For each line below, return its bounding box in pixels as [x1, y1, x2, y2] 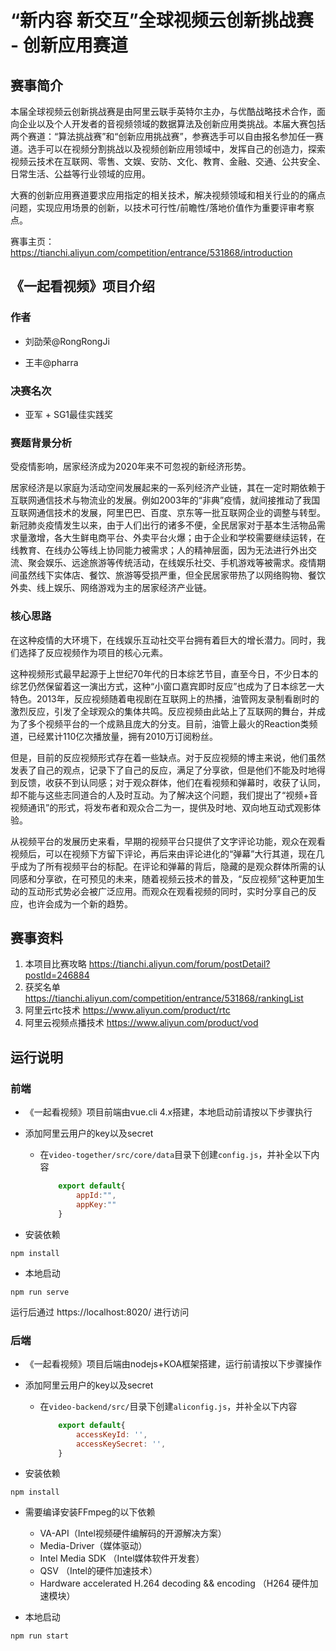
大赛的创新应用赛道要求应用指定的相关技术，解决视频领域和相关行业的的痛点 [10, 189, 326, 201]
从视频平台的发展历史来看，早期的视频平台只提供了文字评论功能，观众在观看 [10, 835, 326, 847]
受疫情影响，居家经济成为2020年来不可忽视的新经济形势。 [10, 461, 252, 473]
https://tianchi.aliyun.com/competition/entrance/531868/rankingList [24, 992, 304, 1005]
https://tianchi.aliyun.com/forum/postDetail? [88, 958, 271, 970]
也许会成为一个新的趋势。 [27, 897, 133, 910]
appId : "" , [75, 1190, 117, 1200]
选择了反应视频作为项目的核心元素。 [18, 646, 168, 658]
